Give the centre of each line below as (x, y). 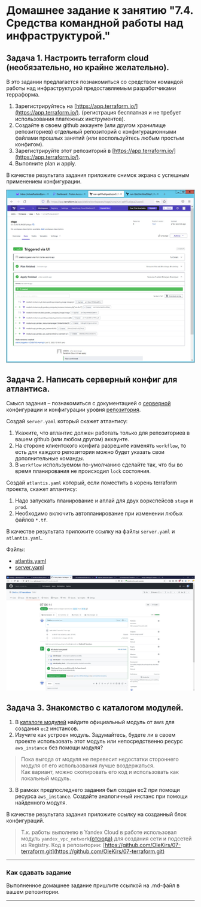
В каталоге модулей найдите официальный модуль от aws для (95, 722)
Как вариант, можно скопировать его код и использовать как (100, 772)
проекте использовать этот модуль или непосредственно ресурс (99, 741)
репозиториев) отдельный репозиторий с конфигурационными (95, 132)
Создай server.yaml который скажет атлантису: (67, 421)
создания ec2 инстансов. (47, 728)
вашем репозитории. (33, 892)
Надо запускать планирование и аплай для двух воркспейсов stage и (104, 501)
